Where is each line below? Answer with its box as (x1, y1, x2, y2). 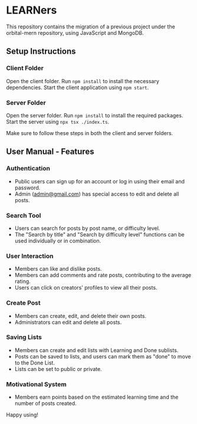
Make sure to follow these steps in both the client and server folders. (6, 129, 173, 136)
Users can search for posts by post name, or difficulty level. (14, 225, 160, 232)
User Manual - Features (6, 147, 94, 157)
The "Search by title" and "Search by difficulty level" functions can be (14, 231, 185, 238)
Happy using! (6, 411, 38, 419)
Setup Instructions (6, 47, 76, 57)
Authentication (6, 165, 50, 173)
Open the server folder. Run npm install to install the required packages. (6, 111, 183, 119)
